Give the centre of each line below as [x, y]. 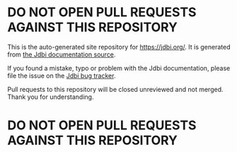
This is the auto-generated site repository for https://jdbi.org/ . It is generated [119, 47]
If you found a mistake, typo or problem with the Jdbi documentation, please [119, 68]
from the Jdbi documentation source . [62, 54]
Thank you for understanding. [51, 97]
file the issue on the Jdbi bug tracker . [62, 76]
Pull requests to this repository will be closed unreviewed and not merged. [115, 89]
